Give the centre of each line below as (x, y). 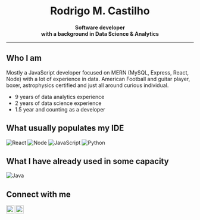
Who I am (24, 58)
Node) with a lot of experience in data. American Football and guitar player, (98, 79)
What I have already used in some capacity (87, 161)
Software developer (100, 27)
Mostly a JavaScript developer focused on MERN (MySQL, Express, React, (98, 72)
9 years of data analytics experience (60, 97)
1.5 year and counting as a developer (60, 109)
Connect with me (39, 194)
